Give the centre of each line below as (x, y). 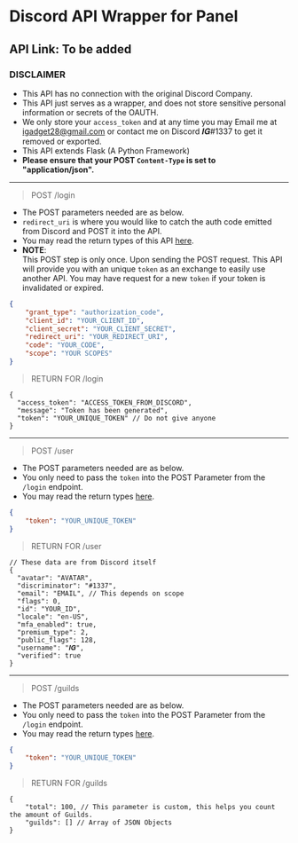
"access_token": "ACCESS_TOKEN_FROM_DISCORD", (105, 402)
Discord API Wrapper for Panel (124, 16)
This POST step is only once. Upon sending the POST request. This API (152, 259)
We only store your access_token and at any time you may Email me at (149, 122)
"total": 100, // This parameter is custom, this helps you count (150, 808)
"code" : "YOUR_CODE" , (65, 345)
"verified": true (49, 655)
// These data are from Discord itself (83, 562)
